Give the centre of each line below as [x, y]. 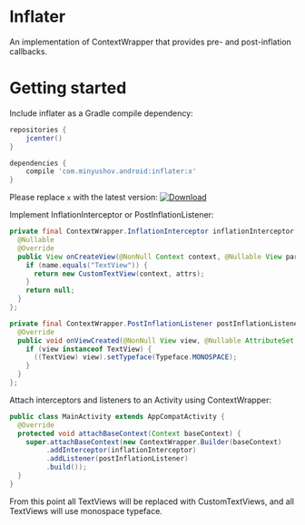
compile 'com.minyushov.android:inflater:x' [111, 171]
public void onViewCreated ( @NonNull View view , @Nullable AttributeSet [156, 340]
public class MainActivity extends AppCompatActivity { [117, 416]
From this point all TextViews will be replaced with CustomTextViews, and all [152, 501]
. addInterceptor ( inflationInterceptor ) [121, 451]
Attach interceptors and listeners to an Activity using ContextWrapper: [141, 400]
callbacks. [29, 51]
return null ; [50, 291]
